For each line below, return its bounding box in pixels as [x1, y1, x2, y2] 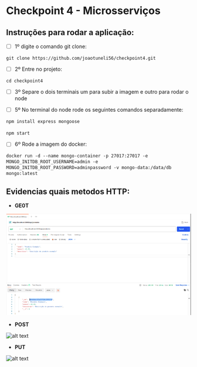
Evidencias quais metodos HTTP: [6, 186, 130, 197]
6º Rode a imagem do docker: [14, 140, 87, 148]
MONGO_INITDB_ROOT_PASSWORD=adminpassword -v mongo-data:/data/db [6, 165, 172, 171]
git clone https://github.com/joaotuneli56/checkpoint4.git [6, 56, 157, 61]
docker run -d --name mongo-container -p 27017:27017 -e [6, 153, 148, 159]
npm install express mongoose [6, 119, 80, 125]
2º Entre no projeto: [14, 66, 63, 73]
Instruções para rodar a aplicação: [6, 28, 134, 37]
